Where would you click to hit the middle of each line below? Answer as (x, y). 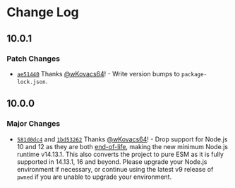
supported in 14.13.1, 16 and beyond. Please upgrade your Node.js (112, 161)
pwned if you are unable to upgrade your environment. (94, 177)
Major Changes (34, 124)
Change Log (43, 12)
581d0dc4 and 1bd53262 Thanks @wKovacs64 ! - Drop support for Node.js (122, 139)
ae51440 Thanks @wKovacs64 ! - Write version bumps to (98, 74)
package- (194, 74)
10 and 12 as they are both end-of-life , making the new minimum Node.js (122, 146)
